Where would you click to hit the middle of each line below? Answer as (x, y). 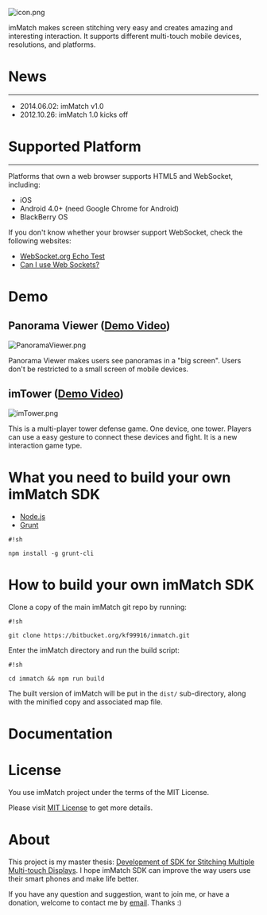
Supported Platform (75, 147)
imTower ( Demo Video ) (66, 394)
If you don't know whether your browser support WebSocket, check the (126, 232)
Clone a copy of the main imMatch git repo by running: (97, 607)
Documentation (61, 733)
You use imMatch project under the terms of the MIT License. (109, 792)
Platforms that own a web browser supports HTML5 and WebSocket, (121, 176)
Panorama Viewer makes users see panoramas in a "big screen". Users (125, 360)
